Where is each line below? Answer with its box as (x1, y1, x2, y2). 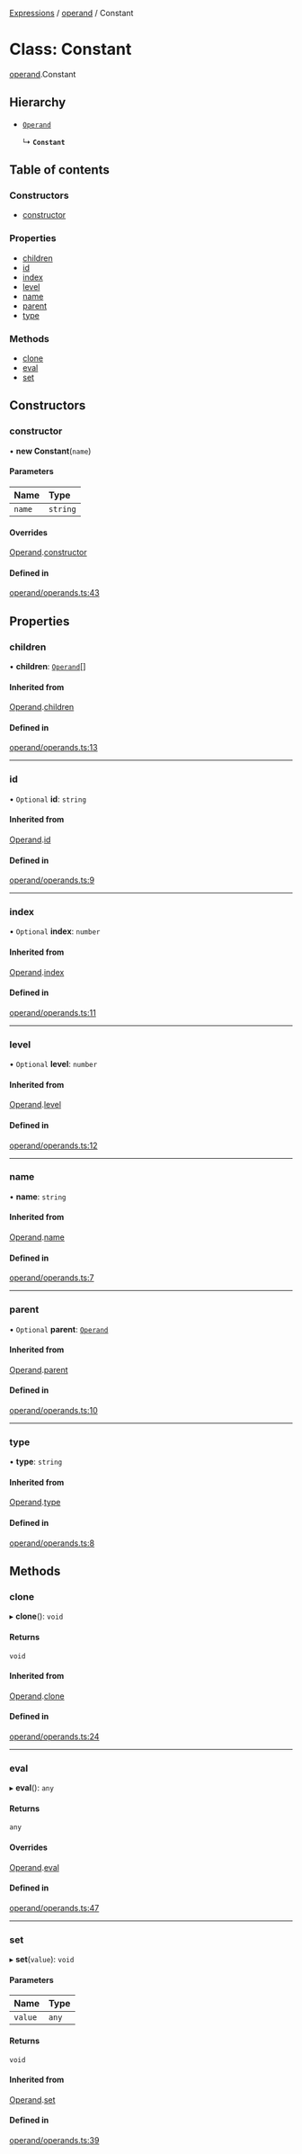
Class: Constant (9, 40, 132, 59)
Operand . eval (9, 1862, 60, 1872)
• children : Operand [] (9, 661, 86, 672)
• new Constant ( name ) (9, 445, 92, 456)
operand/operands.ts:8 (9, 1538, 95, 1548)
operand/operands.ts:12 (9, 1140, 98, 1151)
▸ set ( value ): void (9, 1954, 75, 1965)
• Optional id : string (9, 794, 87, 804)
